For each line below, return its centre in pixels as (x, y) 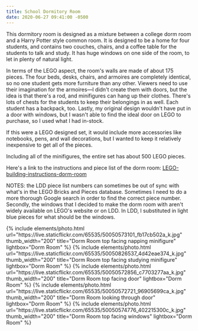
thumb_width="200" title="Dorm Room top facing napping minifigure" (91, 241)
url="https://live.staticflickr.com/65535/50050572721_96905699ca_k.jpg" (96, 291)
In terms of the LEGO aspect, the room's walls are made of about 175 (90, 70)
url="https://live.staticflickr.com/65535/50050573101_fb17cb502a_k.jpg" (94, 235)
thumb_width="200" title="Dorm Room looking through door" (81, 297)
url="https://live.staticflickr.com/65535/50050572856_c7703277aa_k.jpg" (96, 272)
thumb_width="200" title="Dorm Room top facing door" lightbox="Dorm (94, 278)
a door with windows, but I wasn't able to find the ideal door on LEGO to (94, 114)
